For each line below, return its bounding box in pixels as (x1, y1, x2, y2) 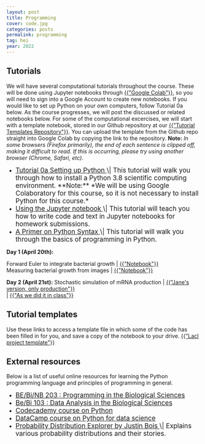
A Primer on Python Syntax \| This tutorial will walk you (15, 227, 184, 236)
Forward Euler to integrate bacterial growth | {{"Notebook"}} (6, 260, 159, 267)
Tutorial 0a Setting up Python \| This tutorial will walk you (15, 166, 191, 174)
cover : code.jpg (6, 20, 48, 26)
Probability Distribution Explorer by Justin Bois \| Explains (15, 422, 192, 430)
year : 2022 (6, 44, 34, 50)
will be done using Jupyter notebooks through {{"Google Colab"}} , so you (6, 88, 193, 96)
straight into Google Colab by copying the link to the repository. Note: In (6, 134, 188, 142)
